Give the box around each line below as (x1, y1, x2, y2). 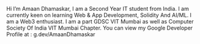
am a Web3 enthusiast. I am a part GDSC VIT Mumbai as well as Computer (6, 18, 194, 25)
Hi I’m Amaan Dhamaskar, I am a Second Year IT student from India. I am (6, 5, 190, 12)
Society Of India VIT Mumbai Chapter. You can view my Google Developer (6, 24, 193, 31)
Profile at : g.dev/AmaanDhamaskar (6, 31, 96, 38)
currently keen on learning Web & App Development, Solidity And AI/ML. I (6, 11, 191, 19)
